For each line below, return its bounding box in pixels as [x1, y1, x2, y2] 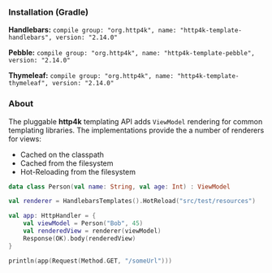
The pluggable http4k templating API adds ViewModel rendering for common [8, 116, 263, 126]
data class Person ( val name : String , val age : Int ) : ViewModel [8, 182, 231, 191]
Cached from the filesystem [19, 158, 114, 168]
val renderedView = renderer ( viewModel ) [23, 227, 162, 236]
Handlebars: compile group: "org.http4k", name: [8, 25, 177, 35]
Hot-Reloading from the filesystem [19, 167, 136, 176]
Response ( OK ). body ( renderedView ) [23, 234, 136, 242]
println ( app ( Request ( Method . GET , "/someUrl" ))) [8, 257, 173, 265]
